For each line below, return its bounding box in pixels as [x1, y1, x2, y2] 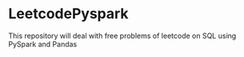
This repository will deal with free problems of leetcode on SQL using [8, 31, 237, 40]
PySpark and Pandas [8, 39, 78, 48]
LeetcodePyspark [8, 5, 130, 23]
